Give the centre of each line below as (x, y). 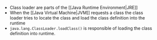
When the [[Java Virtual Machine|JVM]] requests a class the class (76, 13)
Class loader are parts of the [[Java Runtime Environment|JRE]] (74, 8)
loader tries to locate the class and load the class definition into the (77, 18)
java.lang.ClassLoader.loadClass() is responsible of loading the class (81, 28)
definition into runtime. (33, 33)
